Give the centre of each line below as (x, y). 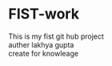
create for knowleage (43, 53)
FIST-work (44, 14)
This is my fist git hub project (56, 36)
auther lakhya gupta (41, 44)
